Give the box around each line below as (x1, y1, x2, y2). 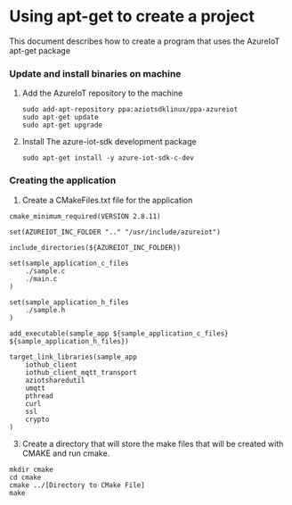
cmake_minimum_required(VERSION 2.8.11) (9, 211, 162, 220)
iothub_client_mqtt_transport (25, 368, 138, 377)
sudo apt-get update (21, 113, 99, 122)
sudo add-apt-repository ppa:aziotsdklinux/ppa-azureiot (21, 105, 239, 114)
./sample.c (25, 266, 66, 276)
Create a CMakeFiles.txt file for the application (21, 195, 193, 205)
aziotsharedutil (25, 376, 86, 385)
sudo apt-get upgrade (21, 120, 102, 130)
